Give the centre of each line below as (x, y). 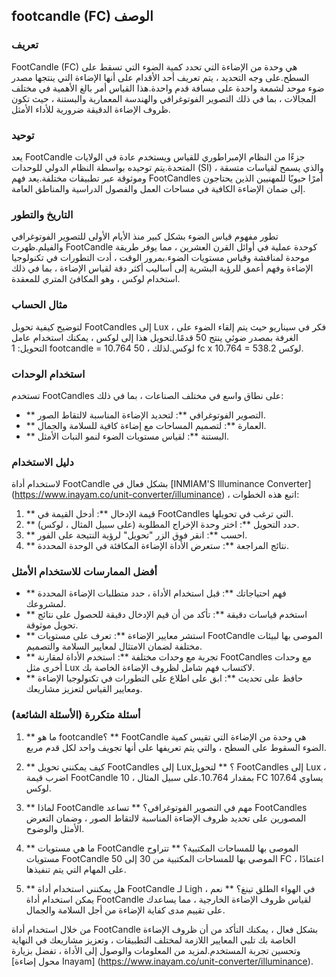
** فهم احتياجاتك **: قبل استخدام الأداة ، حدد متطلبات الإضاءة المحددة (156, 593)
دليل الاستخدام (42, 462)
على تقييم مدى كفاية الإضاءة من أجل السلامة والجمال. (125, 910)
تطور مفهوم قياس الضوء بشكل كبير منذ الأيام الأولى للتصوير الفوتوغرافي (145, 236)
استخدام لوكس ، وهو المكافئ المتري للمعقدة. (96, 279)
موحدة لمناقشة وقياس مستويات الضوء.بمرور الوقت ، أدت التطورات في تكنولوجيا (160, 258)
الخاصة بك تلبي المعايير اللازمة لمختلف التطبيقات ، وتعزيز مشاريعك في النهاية (153, 940)
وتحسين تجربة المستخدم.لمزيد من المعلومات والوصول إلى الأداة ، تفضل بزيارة (156, 950)
